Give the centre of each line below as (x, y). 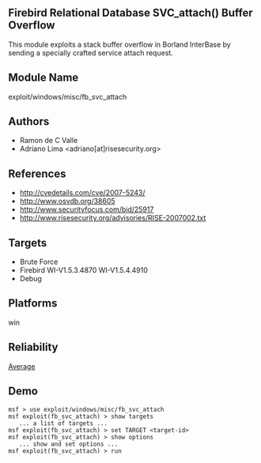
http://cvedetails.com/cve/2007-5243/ (82, 193)
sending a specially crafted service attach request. (91, 53)
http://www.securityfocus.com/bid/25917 (87, 209)
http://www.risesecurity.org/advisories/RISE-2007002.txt (113, 218)
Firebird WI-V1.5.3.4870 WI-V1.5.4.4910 (84, 270)
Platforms (33, 303)
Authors (29, 122)
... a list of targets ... (63, 423)
